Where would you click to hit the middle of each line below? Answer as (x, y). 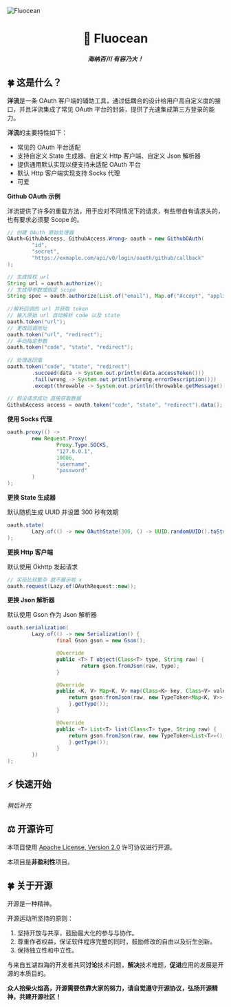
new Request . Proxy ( (60, 439)
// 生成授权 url (28, 277)
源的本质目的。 (28, 973)
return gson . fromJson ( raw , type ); (130, 666)
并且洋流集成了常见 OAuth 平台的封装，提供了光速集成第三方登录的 (114, 109)
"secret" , (46, 252)
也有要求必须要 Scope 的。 (45, 219)
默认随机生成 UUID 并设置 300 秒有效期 (63, 512)
